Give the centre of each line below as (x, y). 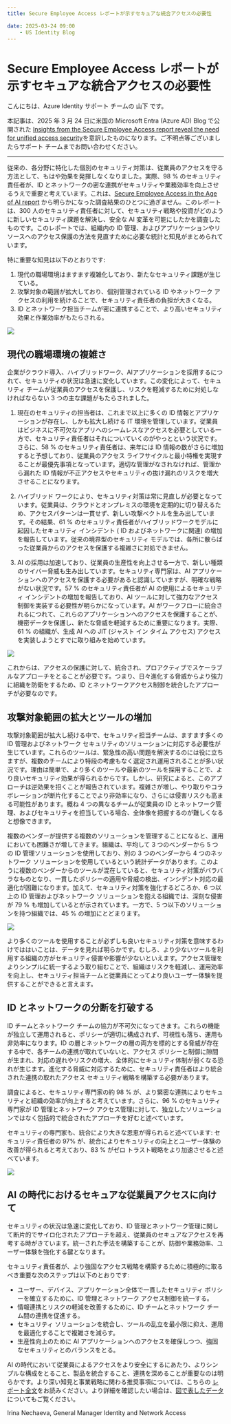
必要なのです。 (40, 694)
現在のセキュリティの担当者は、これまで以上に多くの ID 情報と (106, 413)
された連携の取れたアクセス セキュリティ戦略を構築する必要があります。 (110, 1077)
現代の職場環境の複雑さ (57, 354)
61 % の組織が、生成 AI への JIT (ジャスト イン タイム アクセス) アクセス (119, 632)
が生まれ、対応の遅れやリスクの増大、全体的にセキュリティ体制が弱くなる (112, 1060)
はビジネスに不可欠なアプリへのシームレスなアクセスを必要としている (116, 430)
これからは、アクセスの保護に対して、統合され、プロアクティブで (100, 668)
